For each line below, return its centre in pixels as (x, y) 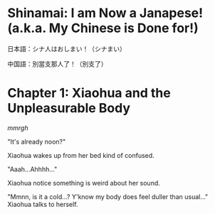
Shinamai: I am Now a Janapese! (105, 13)
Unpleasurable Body (69, 108)
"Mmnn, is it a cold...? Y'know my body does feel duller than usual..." (108, 196)
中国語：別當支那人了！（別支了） (57, 64)
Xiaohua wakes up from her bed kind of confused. (81, 155)
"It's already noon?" (37, 141)
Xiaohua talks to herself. (43, 204)
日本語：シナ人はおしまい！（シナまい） (67, 48)
